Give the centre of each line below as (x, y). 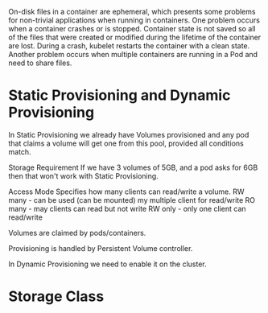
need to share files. (40, 63)
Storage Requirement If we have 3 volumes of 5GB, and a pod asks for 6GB (133, 167)
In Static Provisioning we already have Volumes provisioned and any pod (129, 134)
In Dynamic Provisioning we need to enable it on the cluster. (107, 264)
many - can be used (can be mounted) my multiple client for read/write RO (132, 200)
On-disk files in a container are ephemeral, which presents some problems (132, 12)
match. (20, 151)
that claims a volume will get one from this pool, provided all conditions (126, 143)
